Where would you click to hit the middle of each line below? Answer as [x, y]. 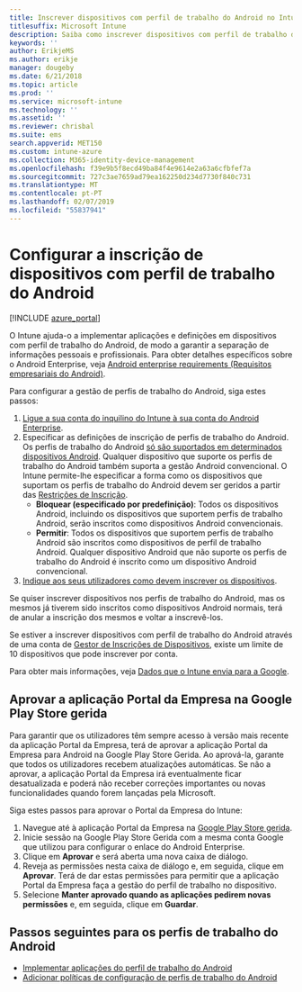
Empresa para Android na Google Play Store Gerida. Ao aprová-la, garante [147, 754]
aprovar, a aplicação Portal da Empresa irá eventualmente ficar [126, 773]
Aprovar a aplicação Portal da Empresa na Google [151, 700]
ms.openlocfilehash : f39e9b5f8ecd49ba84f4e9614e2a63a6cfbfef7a [130, 168]
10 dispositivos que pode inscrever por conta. [93, 654]
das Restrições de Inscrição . [75, 494]
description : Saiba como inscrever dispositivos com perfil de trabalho [148, 34]
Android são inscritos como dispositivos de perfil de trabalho [149, 542]
